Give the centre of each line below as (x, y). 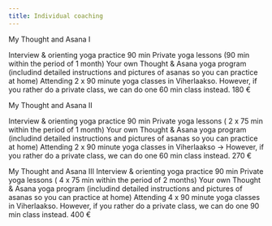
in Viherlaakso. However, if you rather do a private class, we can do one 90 (134, 206)
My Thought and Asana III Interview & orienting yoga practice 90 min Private (136, 171)
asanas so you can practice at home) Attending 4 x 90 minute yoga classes (134, 197)
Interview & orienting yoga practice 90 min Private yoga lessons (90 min (129, 54)
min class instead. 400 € (50, 214)
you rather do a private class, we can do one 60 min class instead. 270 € (130, 155)
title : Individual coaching (56, 16)
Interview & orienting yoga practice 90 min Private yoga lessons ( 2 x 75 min (136, 121)
